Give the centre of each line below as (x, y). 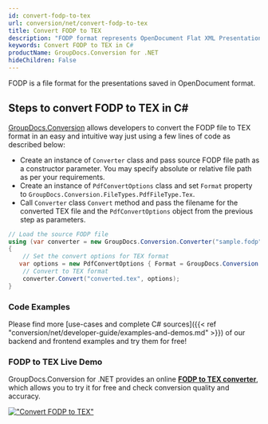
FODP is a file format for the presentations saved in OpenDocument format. (132, 83)
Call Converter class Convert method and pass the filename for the (129, 202)
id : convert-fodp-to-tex (49, 16)
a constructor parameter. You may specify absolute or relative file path (136, 168)
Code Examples (39, 306)
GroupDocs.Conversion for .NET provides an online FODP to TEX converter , (134, 379)
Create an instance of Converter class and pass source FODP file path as (140, 160)
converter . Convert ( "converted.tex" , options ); (101, 278)
